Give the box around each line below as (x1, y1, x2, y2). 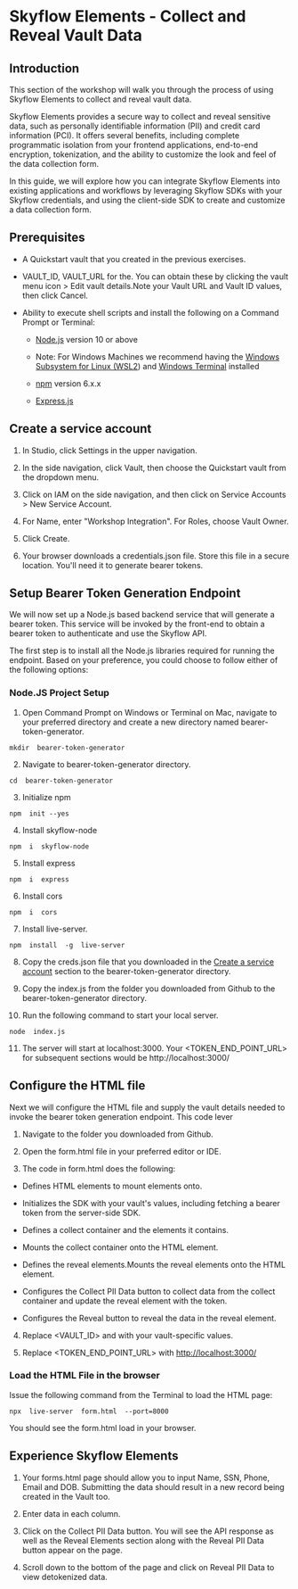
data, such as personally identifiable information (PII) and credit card (9, 120, 261, 131)
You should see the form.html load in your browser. (9, 1422, 197, 1433)
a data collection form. (9, 204, 92, 215)
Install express (21, 857, 76, 868)
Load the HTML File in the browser (9, 1370, 160, 1382)
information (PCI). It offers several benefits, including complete (9, 130, 240, 140)
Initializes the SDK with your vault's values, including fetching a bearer (21, 1197, 280, 1208)
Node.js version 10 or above (35, 334, 138, 344)
